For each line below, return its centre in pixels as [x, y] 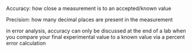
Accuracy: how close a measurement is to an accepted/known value [89, 8]
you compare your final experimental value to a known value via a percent [95, 37]
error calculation [26, 43]
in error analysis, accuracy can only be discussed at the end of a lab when [96, 31]
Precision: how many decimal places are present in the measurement [90, 19]
